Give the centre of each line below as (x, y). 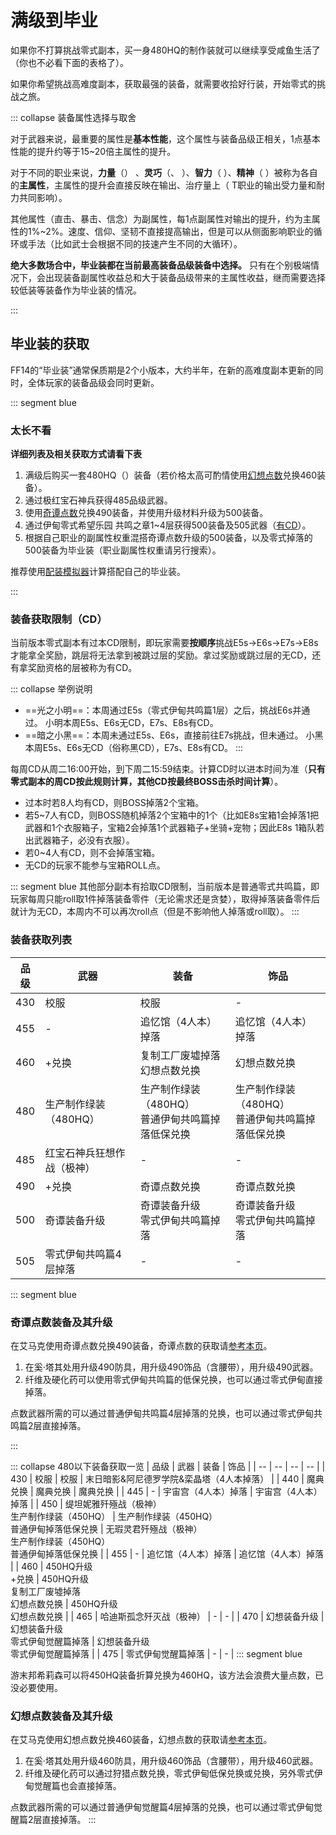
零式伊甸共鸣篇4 (83, 1254)
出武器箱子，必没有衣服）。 (79, 840)
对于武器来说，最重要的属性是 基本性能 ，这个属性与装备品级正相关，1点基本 (165, 138)
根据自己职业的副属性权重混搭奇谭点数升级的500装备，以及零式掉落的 (168, 538)
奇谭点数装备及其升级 (61, 1322)
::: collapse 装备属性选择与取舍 (73, 117)
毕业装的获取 (50, 344)
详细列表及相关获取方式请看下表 (76, 454)
